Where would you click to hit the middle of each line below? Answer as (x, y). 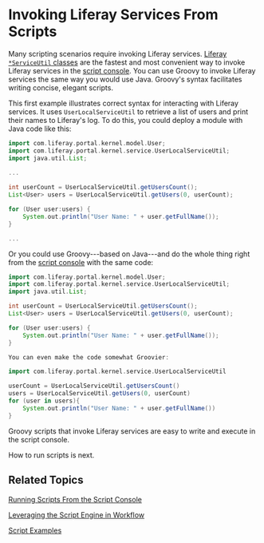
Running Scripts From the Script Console (75, 499)
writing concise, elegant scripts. (61, 87)
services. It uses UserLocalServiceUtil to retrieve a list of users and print (128, 111)
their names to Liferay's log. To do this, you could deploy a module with (126, 120)
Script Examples (35, 530)
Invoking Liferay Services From (113, 15)
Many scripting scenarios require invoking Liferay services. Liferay (118, 54)
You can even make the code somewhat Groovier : (89, 357)
